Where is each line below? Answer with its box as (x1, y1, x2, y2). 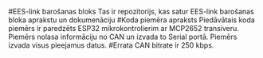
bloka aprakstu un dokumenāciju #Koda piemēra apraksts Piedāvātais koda (8, 15, 255, 25)
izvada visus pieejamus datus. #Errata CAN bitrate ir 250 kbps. (8, 41, 214, 50)
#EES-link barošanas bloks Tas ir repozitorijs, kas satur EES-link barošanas (8, 7, 255, 16)
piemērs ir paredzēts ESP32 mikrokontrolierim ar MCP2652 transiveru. (8, 24, 239, 33)
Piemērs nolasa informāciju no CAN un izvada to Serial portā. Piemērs (8, 32, 237, 41)
